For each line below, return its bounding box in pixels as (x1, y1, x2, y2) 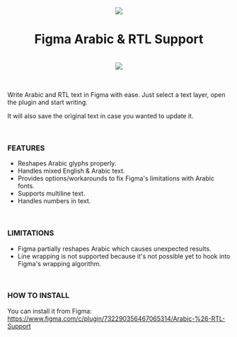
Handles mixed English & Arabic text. (17, 166, 125, 176)
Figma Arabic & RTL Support (34, 31, 204, 47)
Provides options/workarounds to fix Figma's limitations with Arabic (17, 174, 214, 183)
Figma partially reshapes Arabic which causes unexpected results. (17, 244, 212, 253)
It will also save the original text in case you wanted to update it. (7, 111, 194, 120)
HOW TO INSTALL (7, 290, 69, 300)
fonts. (17, 182, 35, 190)
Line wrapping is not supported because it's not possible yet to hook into (17, 251, 231, 261)
